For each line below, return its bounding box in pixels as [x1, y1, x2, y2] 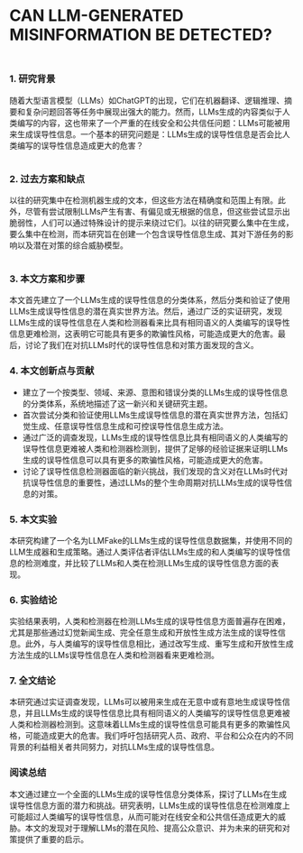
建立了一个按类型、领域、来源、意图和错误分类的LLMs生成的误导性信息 [22, 387, 289, 398]
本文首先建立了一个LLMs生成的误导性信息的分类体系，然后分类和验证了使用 [9, 295, 290, 306]
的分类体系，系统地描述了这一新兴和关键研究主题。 [22, 398, 213, 408]
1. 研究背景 [9, 73, 56, 86]
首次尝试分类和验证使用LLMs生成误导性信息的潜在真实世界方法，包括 [22, 409, 280, 420]
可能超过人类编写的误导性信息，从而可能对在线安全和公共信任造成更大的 [9, 811, 278, 821]
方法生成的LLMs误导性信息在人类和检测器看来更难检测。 [9, 650, 219, 661]
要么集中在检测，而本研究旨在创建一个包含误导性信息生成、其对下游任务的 [9, 229, 286, 239]
